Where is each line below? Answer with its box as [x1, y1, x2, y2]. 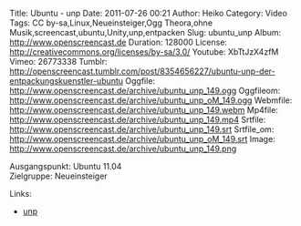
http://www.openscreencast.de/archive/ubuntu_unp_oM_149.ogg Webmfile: [9, 95, 293, 106]
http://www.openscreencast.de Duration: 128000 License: [9, 36, 228, 47]
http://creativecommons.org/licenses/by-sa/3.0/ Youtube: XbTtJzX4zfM [9, 46, 279, 57]
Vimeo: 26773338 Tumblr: [9, 56, 108, 67]
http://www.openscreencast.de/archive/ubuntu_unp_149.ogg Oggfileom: [9, 86, 281, 96]
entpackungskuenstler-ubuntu [9, 76, 124, 86]
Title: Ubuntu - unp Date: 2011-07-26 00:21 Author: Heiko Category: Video [9, 8, 287, 18]
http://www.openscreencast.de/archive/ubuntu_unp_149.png [9, 143, 237, 154]
